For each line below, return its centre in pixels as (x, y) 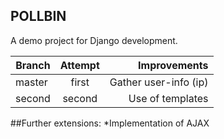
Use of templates (168, 98)
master (31, 82)
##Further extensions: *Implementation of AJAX (110, 123)
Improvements (173, 65)
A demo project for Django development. (94, 40)
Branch (33, 65)
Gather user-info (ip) (159, 82)
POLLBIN (38, 16)
